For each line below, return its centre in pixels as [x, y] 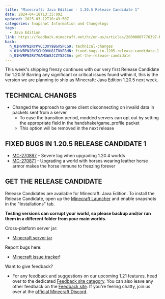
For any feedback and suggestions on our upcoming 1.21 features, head [85, 276]
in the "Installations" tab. [30, 204]
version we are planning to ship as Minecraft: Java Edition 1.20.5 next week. [82, 80]
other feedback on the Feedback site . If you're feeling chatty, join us [81, 286]
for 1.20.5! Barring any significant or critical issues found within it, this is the [82, 75]
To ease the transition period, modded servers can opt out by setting [89, 118]
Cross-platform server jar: [31, 228]
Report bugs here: [23, 247]
